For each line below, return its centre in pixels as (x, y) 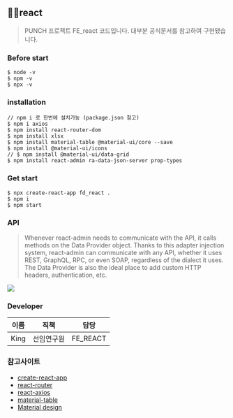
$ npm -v (20, 79)
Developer (25, 306)
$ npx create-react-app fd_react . (59, 193)
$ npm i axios (28, 124)
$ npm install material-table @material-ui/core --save (90, 143)
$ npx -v (20, 85)
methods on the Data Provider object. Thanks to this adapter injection (124, 245)
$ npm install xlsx (36, 136)
